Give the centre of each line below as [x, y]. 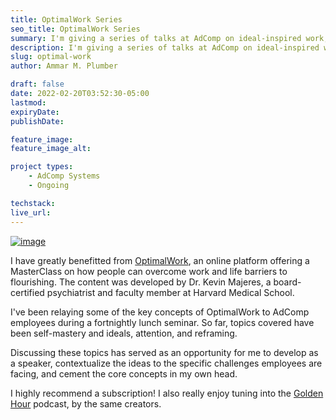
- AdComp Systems [64, 176]
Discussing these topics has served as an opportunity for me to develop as [164, 352]
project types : [42, 167]
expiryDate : [35, 112]
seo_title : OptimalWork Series [75, 29]
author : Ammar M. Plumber [64, 66]
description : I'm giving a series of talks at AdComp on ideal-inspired [165, 47]
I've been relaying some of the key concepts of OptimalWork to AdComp [160, 312]
